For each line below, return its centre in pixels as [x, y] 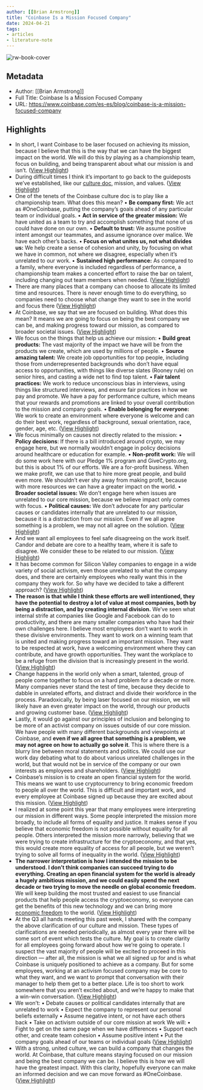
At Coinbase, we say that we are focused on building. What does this [101, 312]
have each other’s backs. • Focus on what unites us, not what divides [103, 241]
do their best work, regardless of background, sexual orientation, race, [103, 422]
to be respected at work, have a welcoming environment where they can [105, 648]
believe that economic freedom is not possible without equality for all [101, 828]
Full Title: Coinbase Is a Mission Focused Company [78, 97]
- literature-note [29, 40]
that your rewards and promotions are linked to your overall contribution [105, 402]
